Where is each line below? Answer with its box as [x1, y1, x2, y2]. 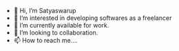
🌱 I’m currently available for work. [13, 21, 109, 29]
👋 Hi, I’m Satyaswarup [13, 7, 77, 14]
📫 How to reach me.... [13, 37, 78, 44]
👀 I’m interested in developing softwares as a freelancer [13, 14, 172, 22]
